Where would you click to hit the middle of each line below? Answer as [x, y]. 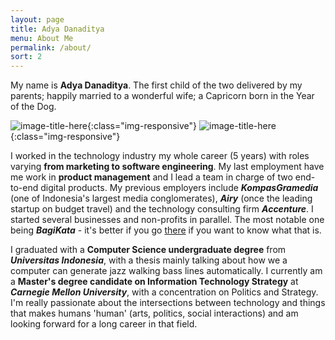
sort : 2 [26, 57]
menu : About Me [42, 38]
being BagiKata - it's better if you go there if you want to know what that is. [166, 230]
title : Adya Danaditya [57, 29]
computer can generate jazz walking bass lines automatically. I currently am [166, 271]
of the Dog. [33, 107]
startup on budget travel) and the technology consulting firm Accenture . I [162, 209]
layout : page [37, 19]
